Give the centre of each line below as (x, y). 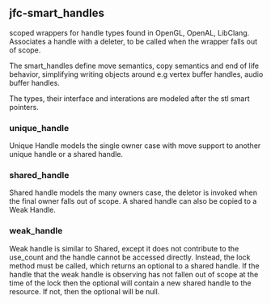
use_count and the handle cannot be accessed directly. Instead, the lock (130, 257)
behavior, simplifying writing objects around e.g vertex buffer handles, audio (136, 74)
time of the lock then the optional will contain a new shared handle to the (130, 283)
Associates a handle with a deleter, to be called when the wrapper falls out (133, 41)
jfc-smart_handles (57, 13)
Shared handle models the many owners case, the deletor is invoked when (133, 192)
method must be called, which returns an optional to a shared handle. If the (134, 265)
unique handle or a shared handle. (66, 154)
